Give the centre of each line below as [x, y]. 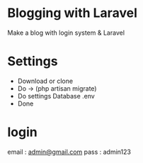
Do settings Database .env [56, 96]
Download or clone [45, 81]
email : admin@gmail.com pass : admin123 [69, 152]
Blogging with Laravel [73, 13]
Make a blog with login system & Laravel [66, 33]
